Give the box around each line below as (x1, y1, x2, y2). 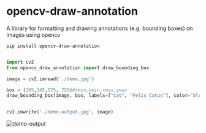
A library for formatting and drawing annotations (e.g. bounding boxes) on (6, 25, 193, 32)
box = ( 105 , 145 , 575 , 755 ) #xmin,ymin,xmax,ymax (6, 87, 128, 93)
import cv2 (6, 59, 34, 65)
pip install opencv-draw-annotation (6, 43, 100, 49)
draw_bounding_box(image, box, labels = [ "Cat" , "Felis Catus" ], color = (6, 93, 191, 99)
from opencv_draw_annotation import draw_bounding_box (6, 64, 150, 71)
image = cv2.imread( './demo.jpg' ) (6, 75, 95, 82)
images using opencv (6, 31, 61, 38)
